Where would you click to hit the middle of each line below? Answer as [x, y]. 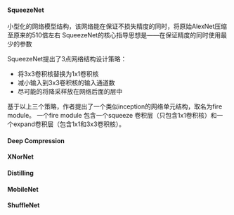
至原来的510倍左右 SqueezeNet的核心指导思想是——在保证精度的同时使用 [114, 35]
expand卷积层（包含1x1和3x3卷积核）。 [69, 124]
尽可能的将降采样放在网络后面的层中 [70, 92]
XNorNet [20, 157]
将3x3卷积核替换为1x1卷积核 [58, 74]
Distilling [20, 173]
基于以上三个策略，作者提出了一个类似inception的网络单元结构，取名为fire [115, 106]
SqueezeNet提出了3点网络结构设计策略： [67, 59]
